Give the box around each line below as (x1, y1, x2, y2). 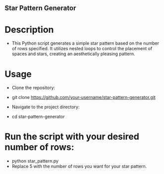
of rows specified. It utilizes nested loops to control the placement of (11, 46, 153, 52)
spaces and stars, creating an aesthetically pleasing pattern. (11, 51, 135, 57)
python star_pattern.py (11, 158, 59, 164)
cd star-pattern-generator (11, 114, 65, 120)
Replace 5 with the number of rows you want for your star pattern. (11, 164, 147, 170)
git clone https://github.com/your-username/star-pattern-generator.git (11, 94, 156, 100)
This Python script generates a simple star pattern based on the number (11, 40, 160, 46)
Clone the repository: (11, 85, 55, 91)
